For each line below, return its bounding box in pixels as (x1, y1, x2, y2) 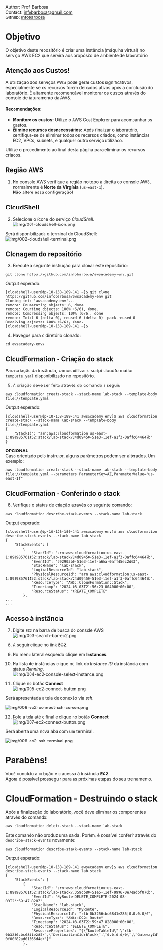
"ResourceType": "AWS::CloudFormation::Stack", (31, 580, 130, 585)
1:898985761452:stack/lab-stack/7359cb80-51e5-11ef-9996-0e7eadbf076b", (5, 890, 155, 895)
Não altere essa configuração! (12, 189, 73, 195)
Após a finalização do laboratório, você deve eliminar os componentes (5, 809, 146, 815)
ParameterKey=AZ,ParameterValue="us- (79, 472, 155, 477)
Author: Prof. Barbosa (5, 4, 49, 10)
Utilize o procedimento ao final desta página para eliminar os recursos (5, 146, 146, 152)
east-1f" (5, 476, 23, 481)
